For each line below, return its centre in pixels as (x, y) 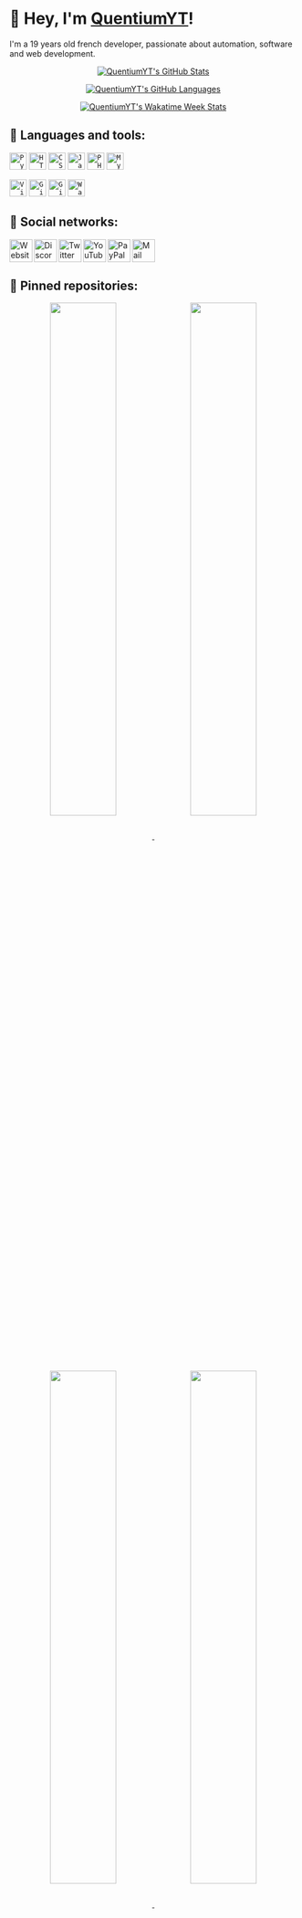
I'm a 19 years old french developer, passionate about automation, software (151, 44)
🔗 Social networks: (64, 222)
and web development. (52, 53)
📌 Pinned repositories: (74, 285)
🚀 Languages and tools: (78, 136)
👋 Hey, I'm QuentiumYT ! (102, 19)
